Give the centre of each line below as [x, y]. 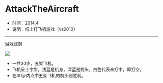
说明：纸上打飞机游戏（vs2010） [45, 29]
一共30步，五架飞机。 [34, 63]
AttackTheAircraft [42, 9]
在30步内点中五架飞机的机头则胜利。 [49, 75]
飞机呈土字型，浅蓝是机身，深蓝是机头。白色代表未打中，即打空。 [78, 69]
